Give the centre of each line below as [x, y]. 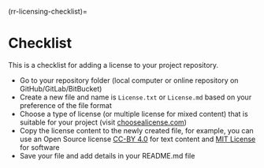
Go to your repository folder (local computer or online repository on [129, 80]
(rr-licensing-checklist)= [48, 11]
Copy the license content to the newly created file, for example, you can [136, 130]
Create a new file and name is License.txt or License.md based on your [136, 97]
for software [39, 147]
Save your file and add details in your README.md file [107, 155]
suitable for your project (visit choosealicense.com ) [103, 122]
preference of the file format [65, 105]
